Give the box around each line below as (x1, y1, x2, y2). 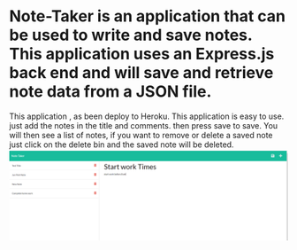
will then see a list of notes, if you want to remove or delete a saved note (9, 129, 273, 140)
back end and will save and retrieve (9, 63, 274, 83)
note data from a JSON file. (9, 82, 212, 102)
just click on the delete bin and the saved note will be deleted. (9, 139, 234, 150)
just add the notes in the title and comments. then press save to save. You (9, 120, 278, 130)
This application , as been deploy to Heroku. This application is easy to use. (9, 111, 285, 121)
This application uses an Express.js (9, 44, 275, 64)
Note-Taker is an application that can (9, 6, 286, 27)
